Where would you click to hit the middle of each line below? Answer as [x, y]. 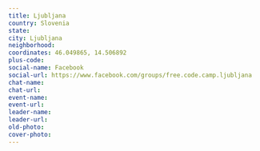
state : [19, 30]
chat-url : [25, 90]
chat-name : [26, 82]
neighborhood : [32, 46]
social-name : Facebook [46, 68]
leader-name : [30, 113]
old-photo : [26, 127]
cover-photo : [30, 134]
